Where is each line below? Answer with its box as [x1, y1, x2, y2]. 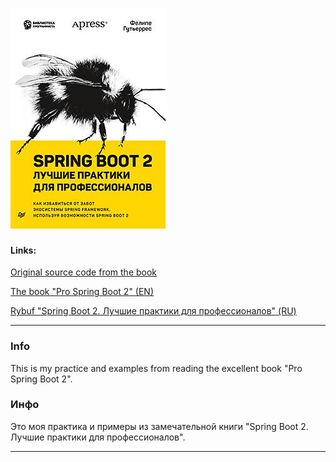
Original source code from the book [10, 266, 158, 278]
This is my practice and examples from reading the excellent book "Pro [10, 362, 303, 374]
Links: [10, 244, 37, 256]
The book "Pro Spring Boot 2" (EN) [10, 286, 155, 298]
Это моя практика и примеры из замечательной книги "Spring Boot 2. [10, 420, 309, 432]
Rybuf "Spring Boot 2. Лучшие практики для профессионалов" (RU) [10, 305, 297, 317]
